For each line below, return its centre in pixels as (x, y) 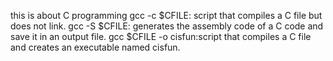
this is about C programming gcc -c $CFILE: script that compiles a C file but (166, 15)
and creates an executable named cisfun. (95, 47)
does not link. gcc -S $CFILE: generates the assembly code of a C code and (167, 26)
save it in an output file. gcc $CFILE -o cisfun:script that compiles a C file (161, 36)
